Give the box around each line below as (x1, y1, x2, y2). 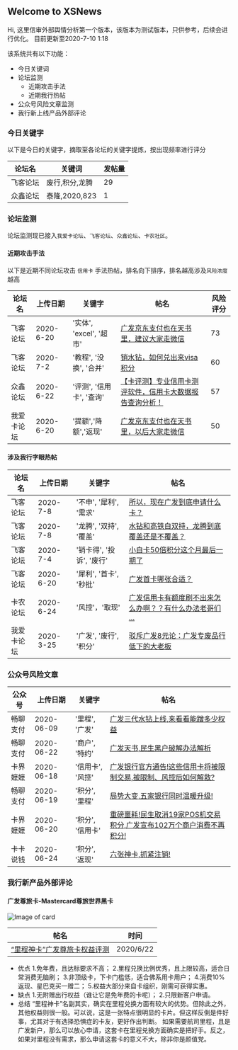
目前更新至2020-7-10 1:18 (33, 34, 108, 42)
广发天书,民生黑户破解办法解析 (109, 743, 211, 753)
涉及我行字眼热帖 (7, 453, 57, 462)
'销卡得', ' (76, 544, 108, 554)
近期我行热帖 (28, 91, 66, 99)
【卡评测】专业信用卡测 (120, 376, 199, 386)
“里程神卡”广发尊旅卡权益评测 (11, 945, 110, 954)
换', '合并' (72, 363, 105, 372)
